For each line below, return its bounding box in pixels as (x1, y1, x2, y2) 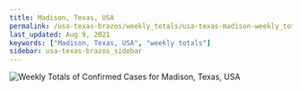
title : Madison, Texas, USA (9, 13, 115, 23)
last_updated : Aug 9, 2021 (9, 30, 111, 39)
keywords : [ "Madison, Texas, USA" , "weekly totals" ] (9, 38, 211, 48)
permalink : (9, 22, 50, 31)
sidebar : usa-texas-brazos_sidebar (9, 47, 143, 56)
